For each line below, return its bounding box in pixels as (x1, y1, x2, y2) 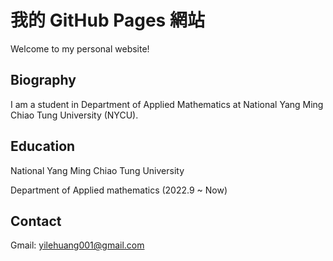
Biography (10, 72, 77, 89)
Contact (10, 212, 62, 230)
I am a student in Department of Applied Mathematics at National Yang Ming (10, 98, 324, 110)
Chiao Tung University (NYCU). (10, 109, 139, 121)
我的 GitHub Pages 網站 (10, 9, 205, 32)
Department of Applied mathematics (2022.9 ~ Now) (10, 184, 228, 196)
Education (10, 138, 76, 155)
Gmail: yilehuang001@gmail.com (10, 239, 145, 251)
